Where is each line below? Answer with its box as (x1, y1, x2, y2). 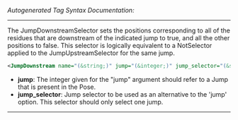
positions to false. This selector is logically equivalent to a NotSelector (7, 42, 212, 49)
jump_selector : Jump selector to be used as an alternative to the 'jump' (17, 90, 227, 98)
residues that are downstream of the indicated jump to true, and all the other (7, 34, 230, 42)
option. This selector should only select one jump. (17, 97, 164, 106)
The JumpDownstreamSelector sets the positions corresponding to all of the (7, 26, 231, 35)
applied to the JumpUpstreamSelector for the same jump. (7, 49, 175, 57)
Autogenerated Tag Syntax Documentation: (7, 6, 135, 14)
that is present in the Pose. (17, 83, 96, 91)
